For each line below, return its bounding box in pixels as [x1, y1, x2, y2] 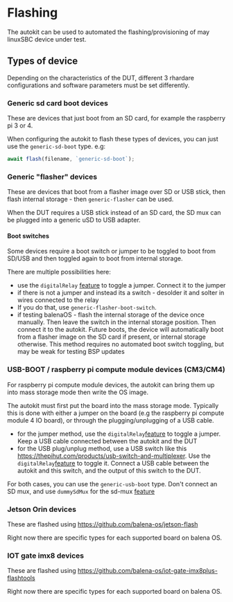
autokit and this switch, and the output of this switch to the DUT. [17, 466, 201, 475]
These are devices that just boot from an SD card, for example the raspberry [7, 114, 226, 123]
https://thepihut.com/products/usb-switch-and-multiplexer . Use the [17, 452, 211, 460]
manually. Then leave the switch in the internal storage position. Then [17, 318, 216, 326]
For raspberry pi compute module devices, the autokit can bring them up [7, 380, 215, 389]
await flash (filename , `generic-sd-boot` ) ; [7, 156, 135, 163]
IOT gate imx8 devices [7, 551, 85, 560]
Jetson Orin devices [7, 504, 76, 514]
